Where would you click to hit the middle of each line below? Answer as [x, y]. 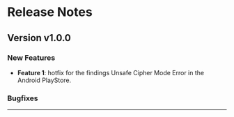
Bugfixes [23, 98]
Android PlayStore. [44, 80]
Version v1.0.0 [39, 38]
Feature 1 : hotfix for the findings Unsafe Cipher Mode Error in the [110, 72]
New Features [31, 58]
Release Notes [50, 12]
